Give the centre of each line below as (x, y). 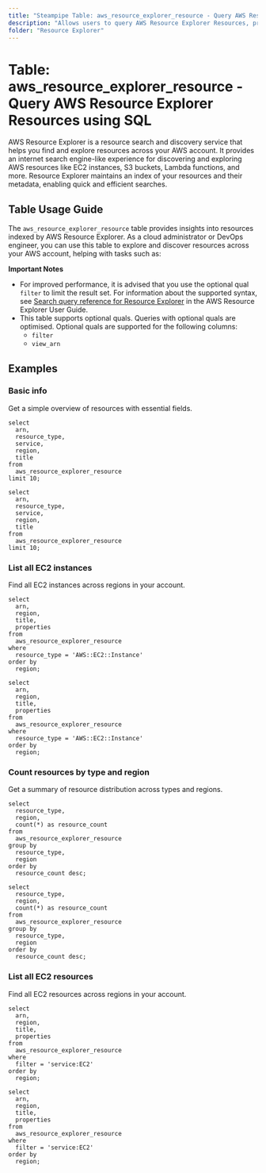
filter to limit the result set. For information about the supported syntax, (138, 293)
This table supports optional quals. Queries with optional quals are (127, 318)
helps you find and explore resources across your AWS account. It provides (131, 151)
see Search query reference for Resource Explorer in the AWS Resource (137, 302)
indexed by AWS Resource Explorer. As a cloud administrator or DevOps (126, 237)
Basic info (28, 391)
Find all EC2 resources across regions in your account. (97, 994)
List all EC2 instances (50, 567)
